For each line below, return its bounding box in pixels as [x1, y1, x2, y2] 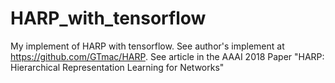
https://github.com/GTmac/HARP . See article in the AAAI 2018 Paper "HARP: [10, 50, 325, 62]
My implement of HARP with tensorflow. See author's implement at [10, 40, 285, 52]
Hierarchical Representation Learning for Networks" [10, 61, 225, 73]
